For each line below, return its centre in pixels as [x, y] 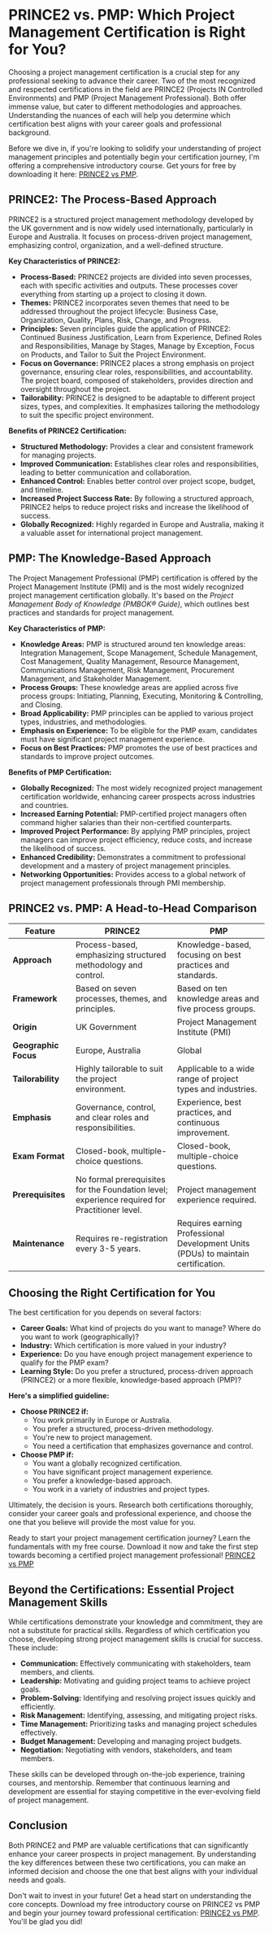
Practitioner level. [109, 1210]
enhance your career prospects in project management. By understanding [132, 1854]
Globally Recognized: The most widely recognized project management [141, 788]
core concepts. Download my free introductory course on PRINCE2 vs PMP [134, 1904]
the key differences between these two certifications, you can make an [127, 1862]
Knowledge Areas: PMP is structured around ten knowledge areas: [133, 644]
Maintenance [39, 1244]
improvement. [203, 1133]
